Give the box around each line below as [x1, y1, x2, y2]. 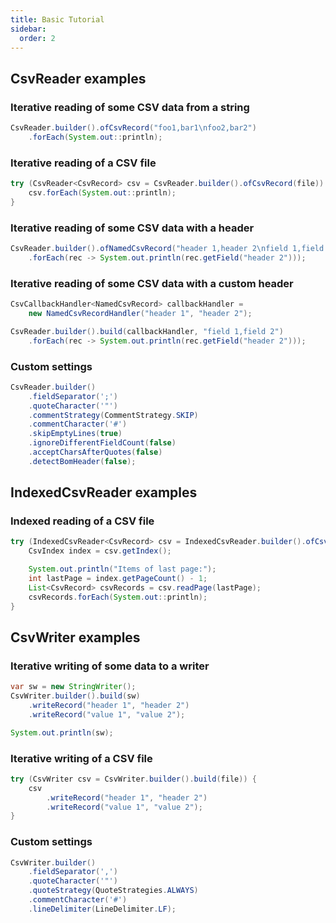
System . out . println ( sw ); [10, 727, 114, 738]
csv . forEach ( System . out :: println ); [28, 187, 177, 198]
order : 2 [19, 33, 56, 43]
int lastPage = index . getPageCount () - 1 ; [28, 574, 208, 584]
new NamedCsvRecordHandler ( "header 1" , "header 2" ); [28, 308, 253, 318]
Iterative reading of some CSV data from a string [10, 100, 250, 114]
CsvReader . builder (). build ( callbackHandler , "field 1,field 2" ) [10, 326, 284, 336]
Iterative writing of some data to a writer [10, 659, 210, 673]
